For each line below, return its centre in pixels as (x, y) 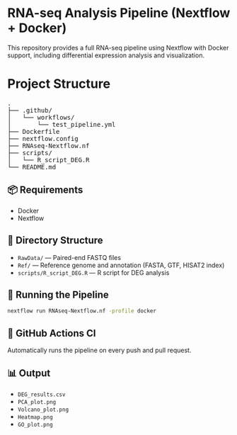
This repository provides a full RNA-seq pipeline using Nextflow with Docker (118, 47)
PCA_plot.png (37, 402)
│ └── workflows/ (41, 117)
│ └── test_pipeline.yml (62, 124)
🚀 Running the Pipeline (58, 294)
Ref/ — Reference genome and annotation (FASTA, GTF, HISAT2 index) (121, 265)
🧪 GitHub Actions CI (52, 333)
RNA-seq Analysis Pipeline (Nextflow (119, 13)
